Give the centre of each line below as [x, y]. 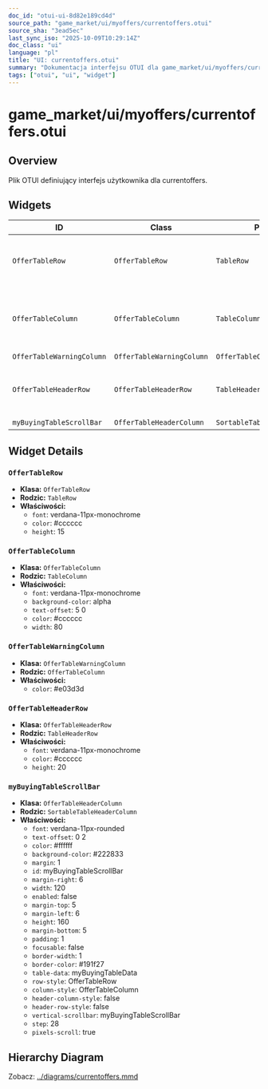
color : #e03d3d [58, 688]
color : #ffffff [52, 845]
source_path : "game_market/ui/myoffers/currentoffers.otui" [110, 23]
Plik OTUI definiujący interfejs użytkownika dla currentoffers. [108, 180]
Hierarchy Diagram [56, 1057]
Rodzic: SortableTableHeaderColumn [78, 812]
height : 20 [49, 767]
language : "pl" [33, 53]
